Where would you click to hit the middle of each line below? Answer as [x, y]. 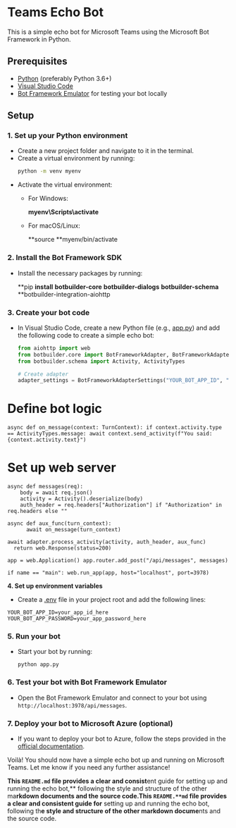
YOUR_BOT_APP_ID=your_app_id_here [58, 613]
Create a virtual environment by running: [76, 159]
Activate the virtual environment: [65, 185]
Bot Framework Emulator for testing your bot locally [92, 93]
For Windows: [48, 199]
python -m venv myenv [49, 171]
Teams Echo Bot [56, 12]
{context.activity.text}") [47, 440]
